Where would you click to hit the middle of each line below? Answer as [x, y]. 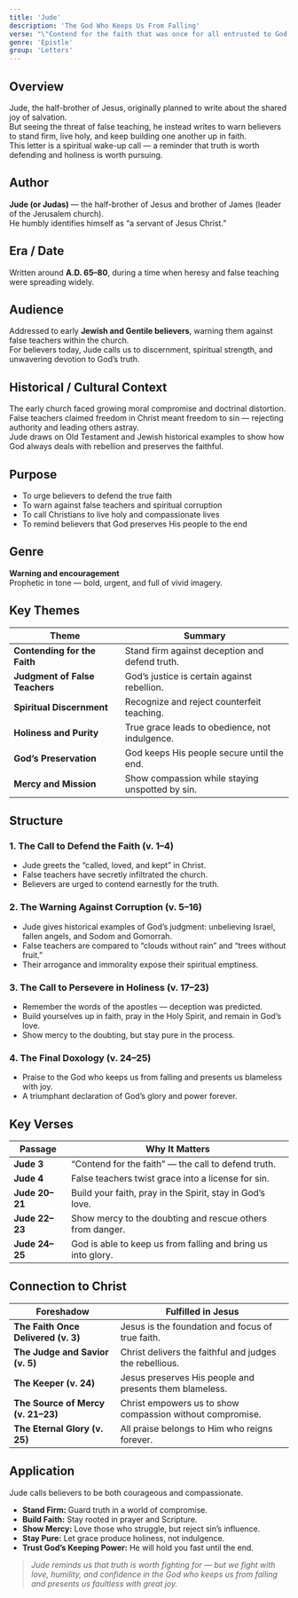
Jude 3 [29, 1164]
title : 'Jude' [35, 17]
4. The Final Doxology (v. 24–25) [80, 1057]
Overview [37, 87]
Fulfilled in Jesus [202, 1311]
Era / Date [37, 251]
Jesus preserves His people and [187, 1377]
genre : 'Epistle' [41, 42]
